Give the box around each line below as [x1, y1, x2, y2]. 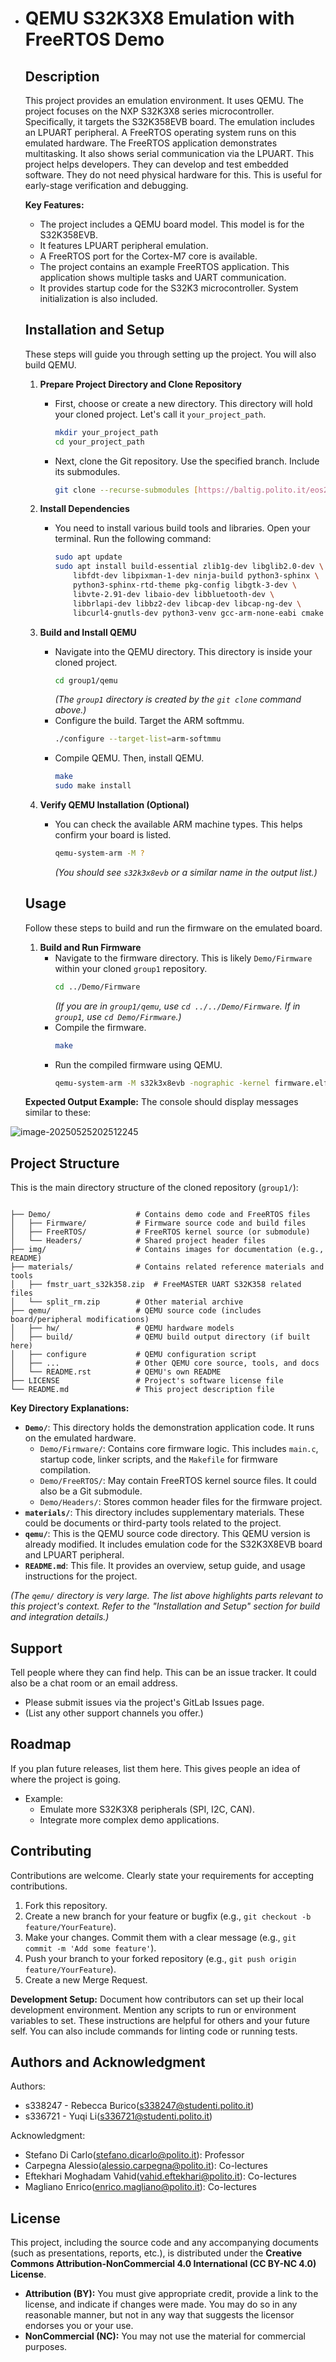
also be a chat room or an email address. [10, 1677, 178, 1689]
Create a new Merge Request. [24, 1973, 148, 1986]
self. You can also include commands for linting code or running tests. [10, 2025, 298, 2037]
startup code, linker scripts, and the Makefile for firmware [39, 1453, 278, 1466]
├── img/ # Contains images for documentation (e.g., [10, 1245, 325, 1255]
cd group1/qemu [54, 675, 118, 686]
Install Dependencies [39, 503, 130, 515]
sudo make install [54, 781, 132, 791]
